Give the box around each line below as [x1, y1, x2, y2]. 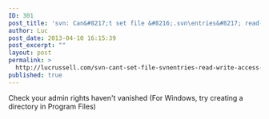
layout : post [8, 49, 52, 57]
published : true [8, 71, 62, 79]
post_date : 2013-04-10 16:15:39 [8, 34, 116, 42]
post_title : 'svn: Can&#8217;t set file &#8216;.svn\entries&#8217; [8, 19, 242, 27]
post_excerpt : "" [8, 42, 66, 50]
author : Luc [8, 26, 48, 34]
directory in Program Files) [8, 101, 96, 111]
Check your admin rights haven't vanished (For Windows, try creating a [8, 93, 243, 102]
